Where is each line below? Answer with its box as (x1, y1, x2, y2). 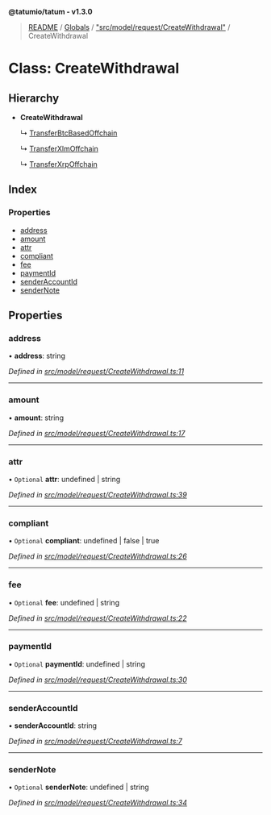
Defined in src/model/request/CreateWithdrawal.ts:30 (8, 675, 188, 684)
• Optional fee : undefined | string (8, 597, 119, 607)
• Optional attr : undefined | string (8, 474, 121, 484)
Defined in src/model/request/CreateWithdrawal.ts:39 (8, 489, 187, 499)
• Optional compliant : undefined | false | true (8, 536, 160, 546)
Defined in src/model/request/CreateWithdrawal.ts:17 (8, 428, 186, 438)
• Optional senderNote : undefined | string (8, 782, 149, 792)
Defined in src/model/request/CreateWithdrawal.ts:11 (8, 367, 185, 376)
